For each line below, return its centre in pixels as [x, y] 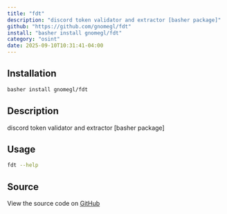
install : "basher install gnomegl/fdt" [65, 33]
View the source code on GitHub [54, 203]
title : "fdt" [26, 13]
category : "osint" [34, 39]
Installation [32, 74]
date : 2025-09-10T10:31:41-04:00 [55, 46]
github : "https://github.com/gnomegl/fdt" [69, 26]
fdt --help [23, 165]
